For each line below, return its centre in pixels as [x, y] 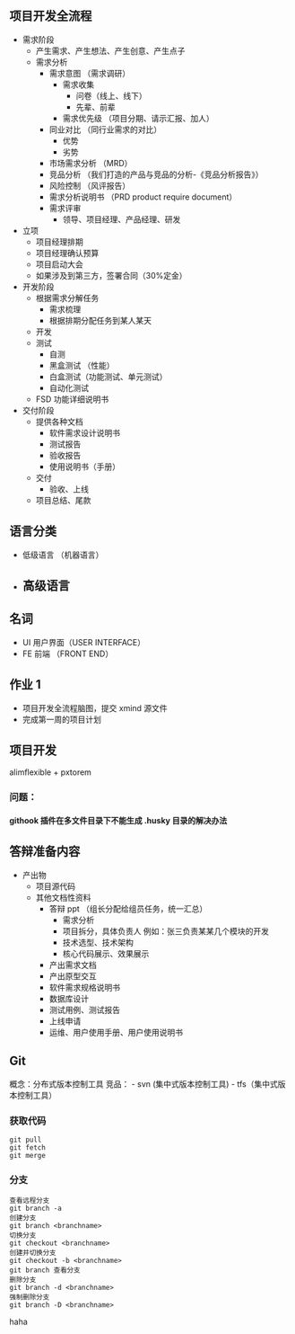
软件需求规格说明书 [85, 987]
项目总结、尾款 [63, 500]
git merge [28, 1155]
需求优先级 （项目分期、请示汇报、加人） [139, 118]
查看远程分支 [30, 1201]
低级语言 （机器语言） [63, 555]
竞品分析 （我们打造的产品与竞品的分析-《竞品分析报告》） [156, 174]
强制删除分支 [30, 1297]
